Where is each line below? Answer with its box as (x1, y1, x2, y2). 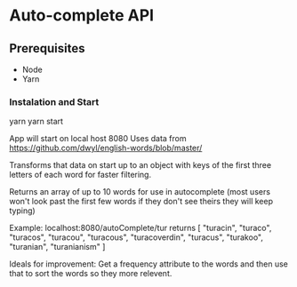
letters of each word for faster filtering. (9, 170, 152, 180)
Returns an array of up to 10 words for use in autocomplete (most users (9, 187, 271, 197)
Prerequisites (9, 41, 85, 56)
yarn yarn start (9, 116, 64, 127)
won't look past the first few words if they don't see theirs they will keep (9, 196, 274, 207)
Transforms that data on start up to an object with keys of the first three (9, 160, 272, 171)
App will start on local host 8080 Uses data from (9, 133, 187, 144)
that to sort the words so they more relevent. (9, 268, 173, 279)
